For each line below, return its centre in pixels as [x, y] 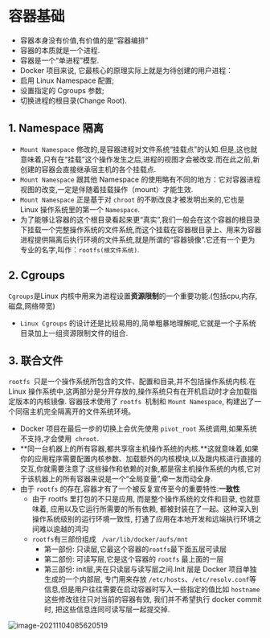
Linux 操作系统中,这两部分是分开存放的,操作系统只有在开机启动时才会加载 [129, 391]
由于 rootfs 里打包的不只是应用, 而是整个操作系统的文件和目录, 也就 [143, 499]
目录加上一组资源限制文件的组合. [74, 333]
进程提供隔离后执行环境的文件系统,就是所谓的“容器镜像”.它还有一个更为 [137, 239]
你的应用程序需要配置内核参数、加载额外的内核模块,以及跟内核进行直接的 [141, 459]
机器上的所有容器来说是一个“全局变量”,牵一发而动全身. [123, 479]
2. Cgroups [37, 275]
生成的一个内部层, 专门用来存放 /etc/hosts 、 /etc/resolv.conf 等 [150, 579]
